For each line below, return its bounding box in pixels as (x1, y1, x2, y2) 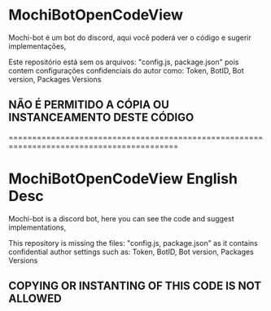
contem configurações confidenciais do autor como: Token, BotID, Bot (8, 65, 244, 75)
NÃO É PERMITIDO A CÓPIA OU (8, 98, 169, 112)
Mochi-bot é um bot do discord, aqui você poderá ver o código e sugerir (8, 33, 251, 42)
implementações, (8, 41, 67, 50)
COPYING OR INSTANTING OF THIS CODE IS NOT (8, 279, 262, 293)
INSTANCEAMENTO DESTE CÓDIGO (8, 111, 195, 125)
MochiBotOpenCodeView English (8, 169, 238, 188)
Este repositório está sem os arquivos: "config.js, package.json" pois (8, 57, 239, 67)
